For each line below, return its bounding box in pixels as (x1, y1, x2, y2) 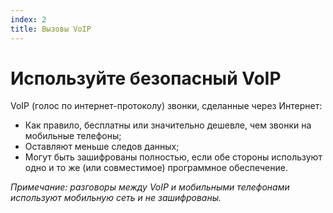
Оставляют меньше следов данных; (24, 141, 180, 153)
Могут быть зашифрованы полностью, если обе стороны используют (24, 151, 323, 163)
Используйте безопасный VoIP (10, 67, 282, 90)
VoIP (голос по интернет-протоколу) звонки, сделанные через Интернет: (10, 100, 323, 112)
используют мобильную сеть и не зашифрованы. (10, 192, 222, 204)
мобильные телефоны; (24, 130, 122, 142)
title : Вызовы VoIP (10, 24, 92, 34)
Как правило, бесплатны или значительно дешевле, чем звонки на (24, 119, 312, 131)
